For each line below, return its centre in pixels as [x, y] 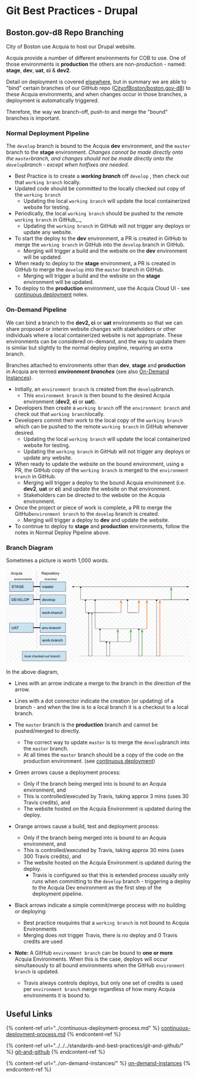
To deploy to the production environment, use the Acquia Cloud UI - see [102, 288]
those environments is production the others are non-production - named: [96, 64]
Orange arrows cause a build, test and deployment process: [87, 826]
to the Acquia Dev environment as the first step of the [97, 888]
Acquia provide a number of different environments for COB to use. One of [96, 58]
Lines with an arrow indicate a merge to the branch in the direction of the [103, 683]
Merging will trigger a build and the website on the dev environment [105, 251]
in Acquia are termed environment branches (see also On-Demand [88, 371]
